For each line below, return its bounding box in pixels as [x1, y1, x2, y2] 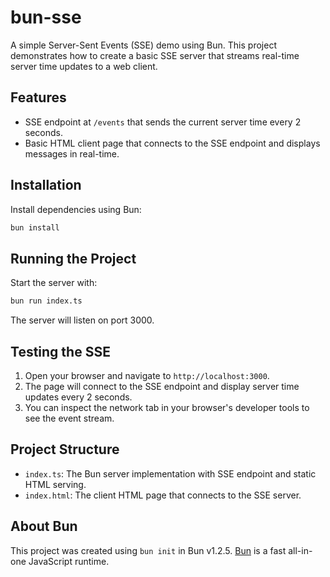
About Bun [10, 518, 78, 535]
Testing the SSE [10, 343, 111, 360]
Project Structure [10, 441, 120, 458]
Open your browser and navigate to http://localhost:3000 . [24, 369, 270, 381]
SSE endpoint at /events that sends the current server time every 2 [24, 116, 302, 128]
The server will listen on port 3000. [10, 314, 155, 326]
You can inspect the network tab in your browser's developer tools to [24, 401, 310, 413]
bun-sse [10, 6, 82, 29]
